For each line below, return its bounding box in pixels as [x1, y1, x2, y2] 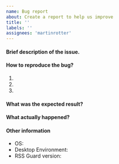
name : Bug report [6, 8, 48, 15]
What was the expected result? [6, 100, 83, 107]
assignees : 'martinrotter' [6, 30, 72, 36]
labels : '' [6, 25, 33, 31]
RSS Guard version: [14, 152, 62, 159]
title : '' [6, 19, 30, 25]
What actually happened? [6, 114, 70, 121]
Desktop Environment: [14, 146, 68, 153]
